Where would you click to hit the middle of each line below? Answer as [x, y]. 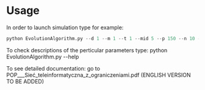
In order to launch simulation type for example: [65, 27]
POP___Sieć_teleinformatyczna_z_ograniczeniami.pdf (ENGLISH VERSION [99, 75]
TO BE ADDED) [25, 81]
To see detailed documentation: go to [53, 68]
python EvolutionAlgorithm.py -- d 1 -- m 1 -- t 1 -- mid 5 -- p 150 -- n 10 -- [105, 38]
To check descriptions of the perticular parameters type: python [87, 50]
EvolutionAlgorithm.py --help [43, 57]
